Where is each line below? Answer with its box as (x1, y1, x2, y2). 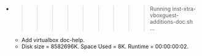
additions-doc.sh (149, 18, 193, 25)
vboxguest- (149, 12, 179, 19)
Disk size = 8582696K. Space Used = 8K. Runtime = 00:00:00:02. (21, 43, 189, 50)
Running (149, 5, 171, 12)
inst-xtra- (171, 5, 196, 12)
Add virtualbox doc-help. (21, 37, 85, 43)
